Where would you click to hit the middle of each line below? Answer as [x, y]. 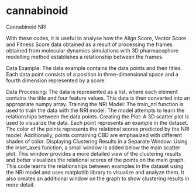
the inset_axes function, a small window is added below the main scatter [93, 148]
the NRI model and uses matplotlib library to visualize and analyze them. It [95, 172]
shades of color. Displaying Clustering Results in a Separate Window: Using [97, 141]
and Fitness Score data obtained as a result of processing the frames [89, 44]
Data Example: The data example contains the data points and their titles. [94, 68]
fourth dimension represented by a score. [56, 80]
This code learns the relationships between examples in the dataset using [95, 166]
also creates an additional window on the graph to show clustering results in [98, 178]
